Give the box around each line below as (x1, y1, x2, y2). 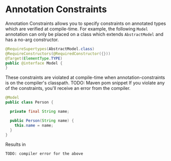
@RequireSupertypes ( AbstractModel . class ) (5, 46, 95, 51)
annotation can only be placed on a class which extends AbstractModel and (5, 31, 164, 37)
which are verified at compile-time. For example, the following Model (5, 25, 149, 31)
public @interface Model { (5, 60, 63, 66)
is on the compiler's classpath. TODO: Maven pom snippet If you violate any (5, 80, 165, 86)
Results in (5, 141, 26, 148)
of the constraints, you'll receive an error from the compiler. (5, 85, 131, 91)
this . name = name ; (14, 123, 54, 128)
